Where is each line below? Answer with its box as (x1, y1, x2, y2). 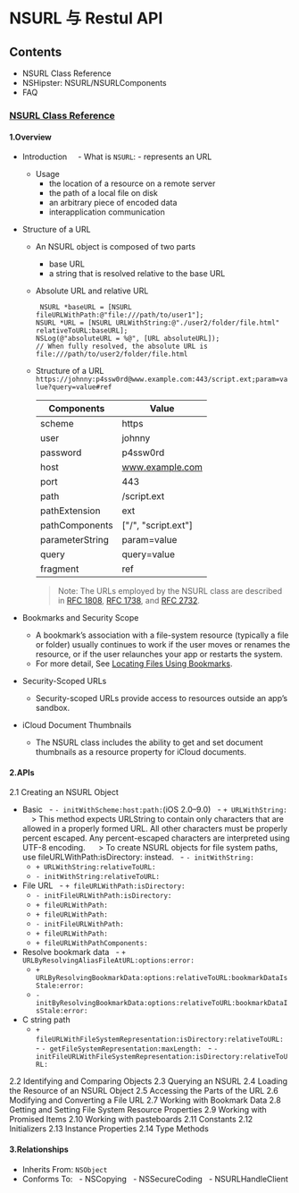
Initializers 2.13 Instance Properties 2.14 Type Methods (9, 1123, 210, 1134)
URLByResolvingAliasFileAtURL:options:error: (21, 956, 195, 966)
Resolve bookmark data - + (21, 947, 127, 958)
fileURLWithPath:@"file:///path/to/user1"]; (35, 310, 204, 320)
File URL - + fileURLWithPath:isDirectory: (21, 880, 186, 891)
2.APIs (9, 766, 35, 778)
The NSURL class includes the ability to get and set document (35, 737, 263, 748)
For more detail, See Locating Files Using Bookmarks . (35, 658, 233, 669)
